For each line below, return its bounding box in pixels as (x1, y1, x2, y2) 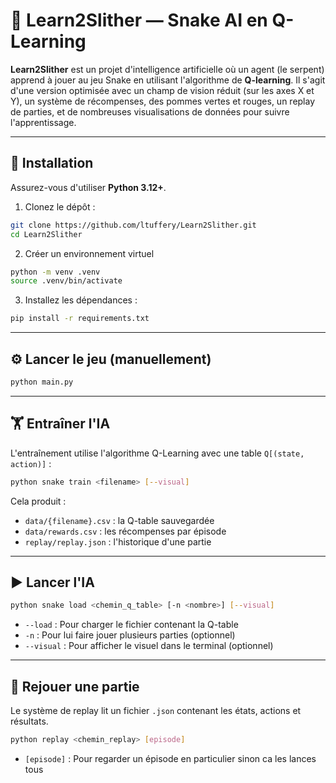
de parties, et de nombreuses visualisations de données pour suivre (10, 105, 290, 118)
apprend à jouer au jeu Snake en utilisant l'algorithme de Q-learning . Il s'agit (10, 74, 326, 86)
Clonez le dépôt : (24, 200, 96, 213)
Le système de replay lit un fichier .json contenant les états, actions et (10, 705, 302, 716)
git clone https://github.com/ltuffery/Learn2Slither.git (10, 220, 257, 230)
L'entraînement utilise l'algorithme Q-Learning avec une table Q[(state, (10, 447, 305, 459)
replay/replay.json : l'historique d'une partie (24, 535, 212, 548)
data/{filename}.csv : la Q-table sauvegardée (24, 514, 215, 526)
